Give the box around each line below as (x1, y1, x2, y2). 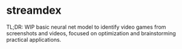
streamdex (6, 4, 62, 17)
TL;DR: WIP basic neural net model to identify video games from (6, 23, 166, 30)
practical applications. (6, 36, 62, 43)
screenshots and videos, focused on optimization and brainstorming (6, 29, 177, 36)
